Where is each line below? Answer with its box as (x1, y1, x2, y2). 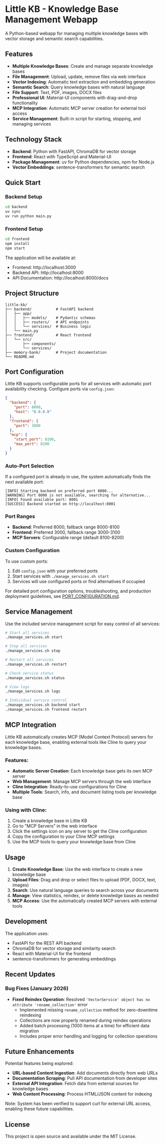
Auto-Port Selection (5, 462, 54, 469)
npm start (5, 246, 26, 251)
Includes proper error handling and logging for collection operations (19, 1033, 158, 1039)
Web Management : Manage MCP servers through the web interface (12, 778, 151, 784)
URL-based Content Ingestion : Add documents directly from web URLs (12, 1070, 158, 1076)
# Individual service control (5, 698, 67, 703)
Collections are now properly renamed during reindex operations (19, 1017, 151, 1023)
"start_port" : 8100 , (14, 437, 56, 442)
